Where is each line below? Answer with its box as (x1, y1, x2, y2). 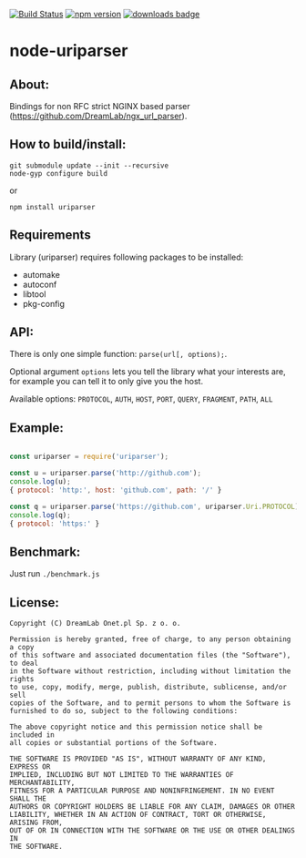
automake (22, 269, 61, 280)
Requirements (9, 228, 91, 243)
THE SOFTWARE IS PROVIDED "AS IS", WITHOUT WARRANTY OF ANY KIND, (9, 754, 267, 763)
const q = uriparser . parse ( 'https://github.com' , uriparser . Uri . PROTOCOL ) (9, 502, 300, 511)
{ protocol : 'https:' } (9, 519, 100, 528)
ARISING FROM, (9, 818, 64, 827)
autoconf (22, 279, 57, 290)
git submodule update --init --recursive (9, 160, 169, 170)
